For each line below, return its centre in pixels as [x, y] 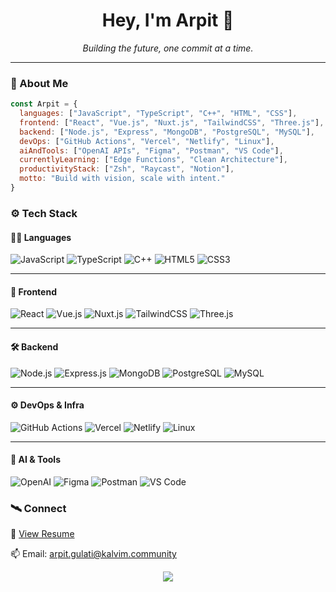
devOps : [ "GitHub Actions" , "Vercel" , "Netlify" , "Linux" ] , [147, 141]
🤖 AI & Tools [35, 460]
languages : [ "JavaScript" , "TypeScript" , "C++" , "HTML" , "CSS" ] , [158, 114]
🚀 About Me [39, 83]
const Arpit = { [44, 104]
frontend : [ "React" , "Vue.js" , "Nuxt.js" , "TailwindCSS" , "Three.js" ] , [172, 122]
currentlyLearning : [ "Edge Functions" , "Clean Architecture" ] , [153, 160]
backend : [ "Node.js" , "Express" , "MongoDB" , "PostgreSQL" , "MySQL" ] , [167, 132]
